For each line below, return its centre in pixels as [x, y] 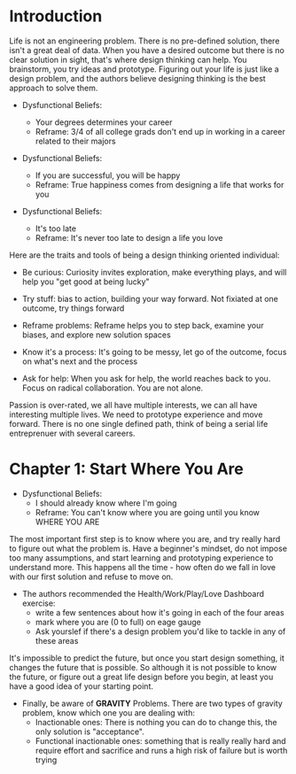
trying [46, 760]
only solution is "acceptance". [90, 731]
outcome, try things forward [73, 308]
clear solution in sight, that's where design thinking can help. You [128, 59]
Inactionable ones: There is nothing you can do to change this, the [156, 722]
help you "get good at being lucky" [86, 282]
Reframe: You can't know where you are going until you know [147, 512]
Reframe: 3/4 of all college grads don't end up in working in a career [160, 131]
